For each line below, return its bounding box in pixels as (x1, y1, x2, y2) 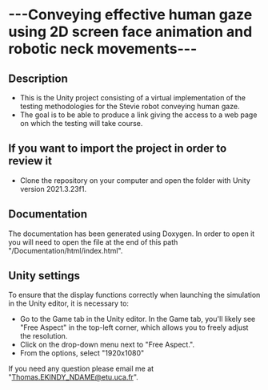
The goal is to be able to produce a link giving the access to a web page (19, 110, 258, 120)
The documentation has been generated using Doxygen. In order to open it (8, 229, 255, 238)
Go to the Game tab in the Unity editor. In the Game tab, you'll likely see (19, 315, 256, 324)
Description (8, 71, 68, 85)
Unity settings (8, 269, 81, 282)
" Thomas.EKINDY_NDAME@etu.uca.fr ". (8, 372, 138, 382)
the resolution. (19, 331, 68, 341)
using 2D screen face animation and (8, 22, 253, 41)
